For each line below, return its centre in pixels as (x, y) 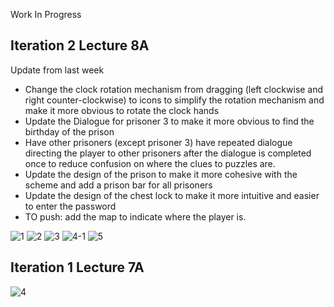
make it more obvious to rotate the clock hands (122, 110)
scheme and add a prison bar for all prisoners (118, 185)
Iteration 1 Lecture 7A (77, 267)
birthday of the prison (69, 131)
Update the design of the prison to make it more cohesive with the (161, 174)
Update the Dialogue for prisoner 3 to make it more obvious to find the (169, 121)
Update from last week (57, 70)
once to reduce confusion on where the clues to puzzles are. (150, 163)
